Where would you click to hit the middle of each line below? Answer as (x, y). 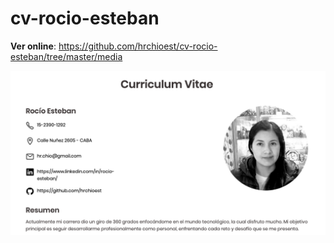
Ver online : (33, 46)
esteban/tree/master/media (66, 56)
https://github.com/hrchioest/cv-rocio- (138, 46)
